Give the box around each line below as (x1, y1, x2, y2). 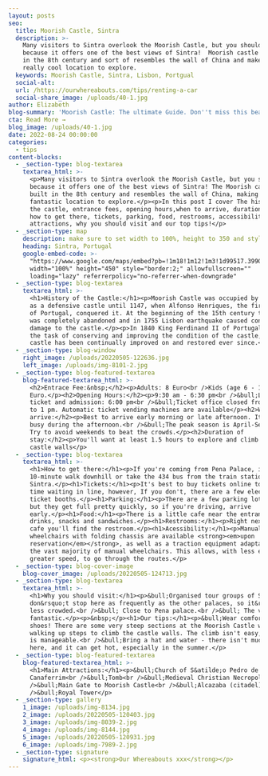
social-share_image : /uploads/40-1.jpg (15, 94, 148, 102)
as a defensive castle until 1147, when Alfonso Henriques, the (29, 302, 248, 310)
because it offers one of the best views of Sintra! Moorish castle (22, 49, 259, 57)
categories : (8, 138, 48, 146)
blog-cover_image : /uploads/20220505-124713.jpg (22, 570, 187, 578)
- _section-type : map (15, 227, 88, 236)
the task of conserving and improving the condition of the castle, (29, 331, 262, 340)
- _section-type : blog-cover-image (15, 562, 134, 570)
